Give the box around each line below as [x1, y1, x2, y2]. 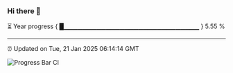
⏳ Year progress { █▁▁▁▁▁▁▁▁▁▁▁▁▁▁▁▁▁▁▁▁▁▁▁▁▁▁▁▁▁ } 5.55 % [7, 22, 225, 30]
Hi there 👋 [7, 6, 42, 16]
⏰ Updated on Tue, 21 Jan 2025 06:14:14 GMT [7, 45, 139, 53]
